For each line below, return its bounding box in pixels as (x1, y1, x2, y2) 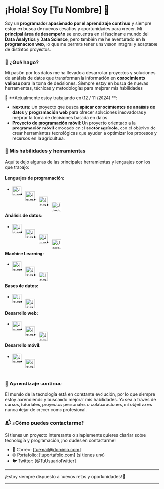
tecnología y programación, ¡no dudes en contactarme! (5, 437, 116, 444)
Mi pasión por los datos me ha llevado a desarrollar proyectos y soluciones (5, 70, 156, 76)
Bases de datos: (5, 283, 39, 289)
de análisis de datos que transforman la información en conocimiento (5, 75, 145, 81)
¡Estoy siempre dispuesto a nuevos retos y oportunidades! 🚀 (5, 474, 126, 480)
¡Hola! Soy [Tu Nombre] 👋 (5, 4, 110, 16)
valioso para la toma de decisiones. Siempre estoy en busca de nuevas (5, 80, 149, 86)
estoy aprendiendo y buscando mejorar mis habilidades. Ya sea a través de (5, 397, 156, 403)
